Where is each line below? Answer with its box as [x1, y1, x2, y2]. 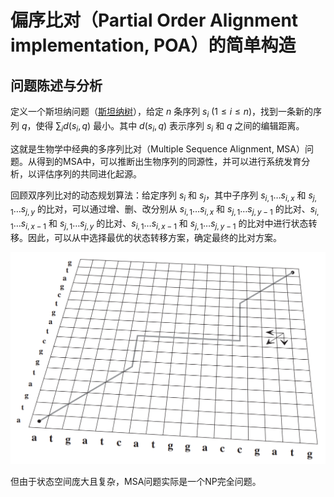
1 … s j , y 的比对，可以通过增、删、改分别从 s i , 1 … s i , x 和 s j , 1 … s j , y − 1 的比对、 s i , [10, 203, 320, 218]
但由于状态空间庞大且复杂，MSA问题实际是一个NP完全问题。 [10, 476, 262, 488]
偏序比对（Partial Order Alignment [10, 9, 299, 32]
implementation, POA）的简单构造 [10, 34, 297, 57]
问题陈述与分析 [10, 77, 103, 94]
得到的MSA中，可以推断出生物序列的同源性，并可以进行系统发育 [36, 155, 302, 167]
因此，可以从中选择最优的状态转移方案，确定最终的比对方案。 [27, 231, 282, 243]
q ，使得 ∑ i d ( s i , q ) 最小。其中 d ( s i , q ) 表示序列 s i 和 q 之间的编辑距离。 [21, 119, 305, 134]
